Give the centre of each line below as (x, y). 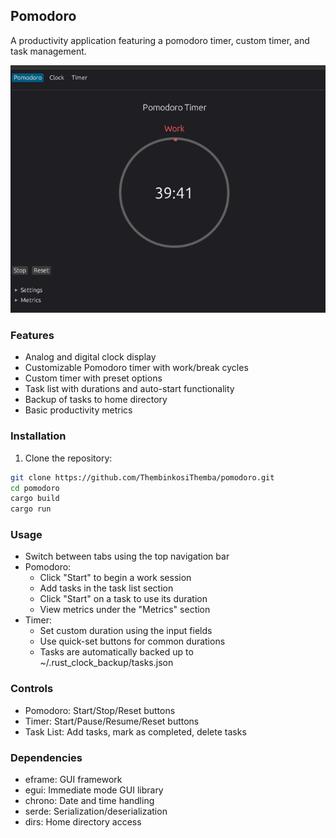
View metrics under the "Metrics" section (125, 610)
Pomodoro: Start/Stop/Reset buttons (100, 710)
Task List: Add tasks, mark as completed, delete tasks (135, 731)
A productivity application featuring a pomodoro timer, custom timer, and (160, 40)
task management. (48, 51)
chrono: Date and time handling (89, 801)
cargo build (35, 499)
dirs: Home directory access (83, 822)
